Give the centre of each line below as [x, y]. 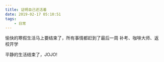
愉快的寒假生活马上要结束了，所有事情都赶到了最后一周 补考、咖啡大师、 [80, 38]
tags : [11, 19]
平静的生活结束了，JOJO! [31, 55]
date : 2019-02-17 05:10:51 [33, 14]
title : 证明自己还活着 [26, 10]
